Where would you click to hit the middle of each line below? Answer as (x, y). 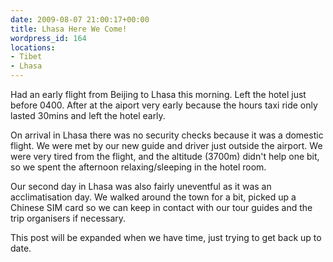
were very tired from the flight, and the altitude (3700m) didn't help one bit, (165, 156)
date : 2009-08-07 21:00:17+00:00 (80, 19)
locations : (33, 47)
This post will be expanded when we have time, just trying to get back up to (166, 237)
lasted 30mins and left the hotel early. (88, 115)
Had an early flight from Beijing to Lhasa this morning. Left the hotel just (158, 94)
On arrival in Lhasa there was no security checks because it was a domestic (167, 135)
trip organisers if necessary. (68, 218)
